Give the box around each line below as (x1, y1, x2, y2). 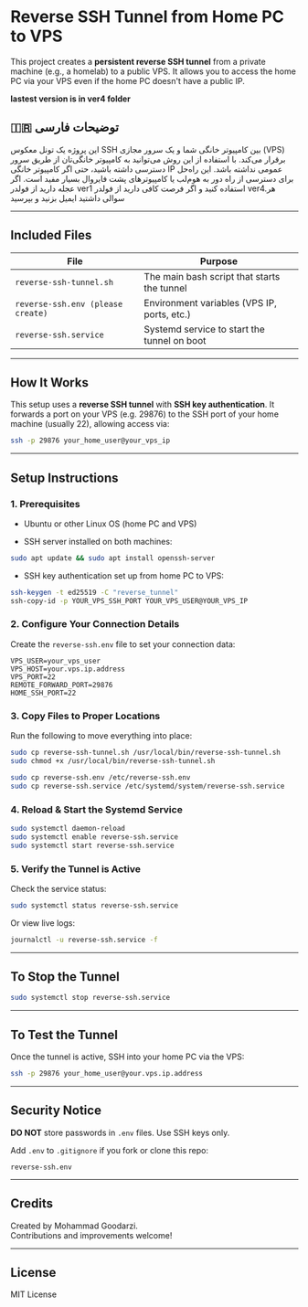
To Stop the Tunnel (10, 969, 120, 984)
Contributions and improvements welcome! (10, 1229, 173, 1240)
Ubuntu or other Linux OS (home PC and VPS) (23, 518, 197, 529)
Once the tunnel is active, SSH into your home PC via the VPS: (10, 1051, 245, 1062)
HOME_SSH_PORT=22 (10, 688, 77, 697)
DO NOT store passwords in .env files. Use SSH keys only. (10, 1127, 230, 1138)
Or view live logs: (10, 917, 76, 929)
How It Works (10, 375, 90, 390)
